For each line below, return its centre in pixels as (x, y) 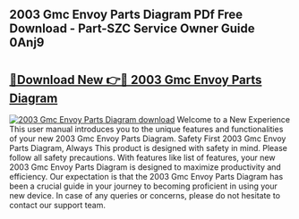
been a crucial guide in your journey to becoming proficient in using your (143, 186)
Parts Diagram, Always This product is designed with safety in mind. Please (149, 148)
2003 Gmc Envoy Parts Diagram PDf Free (126, 15)
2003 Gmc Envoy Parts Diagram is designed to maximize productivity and (145, 167)
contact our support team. (57, 205)
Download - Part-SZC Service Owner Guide (132, 29)
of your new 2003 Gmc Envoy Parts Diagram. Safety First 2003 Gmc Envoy (148, 139)
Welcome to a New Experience (234, 119)
